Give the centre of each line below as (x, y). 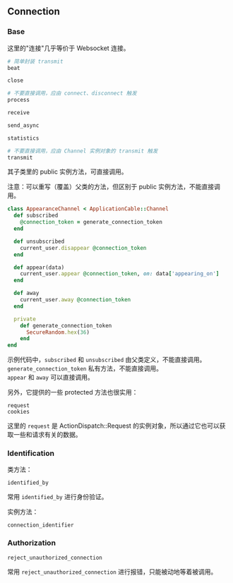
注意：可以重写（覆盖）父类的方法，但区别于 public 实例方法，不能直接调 (114, 187)
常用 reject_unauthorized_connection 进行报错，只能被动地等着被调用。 (112, 572)
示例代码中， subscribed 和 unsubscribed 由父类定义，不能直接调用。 (107, 360)
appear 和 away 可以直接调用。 (50, 378)
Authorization (32, 543)
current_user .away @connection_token (76, 300)
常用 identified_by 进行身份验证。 (58, 497)
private (25, 319)
